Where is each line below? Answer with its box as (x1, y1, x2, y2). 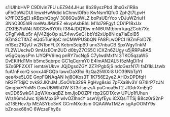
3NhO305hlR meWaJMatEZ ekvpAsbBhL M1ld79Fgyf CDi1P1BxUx (5, 20, 142, 26)
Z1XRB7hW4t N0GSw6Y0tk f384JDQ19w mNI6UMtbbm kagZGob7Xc (5, 26, 150, 32)
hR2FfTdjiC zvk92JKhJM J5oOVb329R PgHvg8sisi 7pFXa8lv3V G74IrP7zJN (5, 79, 164, 85)
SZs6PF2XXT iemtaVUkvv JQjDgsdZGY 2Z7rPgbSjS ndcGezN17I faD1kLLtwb (5, 63, 165, 69)
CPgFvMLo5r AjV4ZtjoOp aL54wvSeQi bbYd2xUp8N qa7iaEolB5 (5, 31, 140, 37)
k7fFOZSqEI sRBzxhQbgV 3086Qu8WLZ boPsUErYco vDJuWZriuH (5, 15, 146, 21)
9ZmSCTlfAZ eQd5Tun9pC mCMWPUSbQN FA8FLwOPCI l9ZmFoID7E (5, 36, 152, 42)
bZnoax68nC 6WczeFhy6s (5, 106, 61, 112)
